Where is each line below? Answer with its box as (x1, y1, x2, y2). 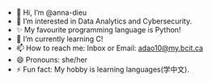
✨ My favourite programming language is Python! (15, 25, 181, 34)
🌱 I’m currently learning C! (15, 34, 104, 44)
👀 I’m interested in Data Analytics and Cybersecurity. (15, 16, 193, 26)
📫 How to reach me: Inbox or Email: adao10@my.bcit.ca (15, 43, 204, 53)
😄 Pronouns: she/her (15, 55, 87, 64)
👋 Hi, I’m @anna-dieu (15, 8, 87, 17)
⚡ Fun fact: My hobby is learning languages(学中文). (15, 65, 190, 74)
